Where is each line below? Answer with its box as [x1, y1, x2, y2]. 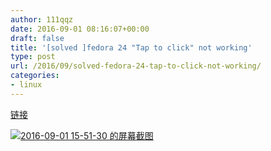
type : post [10, 52, 56, 62]
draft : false [10, 33, 65, 43]
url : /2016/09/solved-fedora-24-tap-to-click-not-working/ [10, 61, 262, 71]
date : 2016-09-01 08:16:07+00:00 [10, 24, 150, 34]
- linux [10, 80, 43, 90]
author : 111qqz [10, 14, 74, 25]
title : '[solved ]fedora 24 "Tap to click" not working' [10, 42, 253, 53]
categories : [10, 71, 60, 81]
